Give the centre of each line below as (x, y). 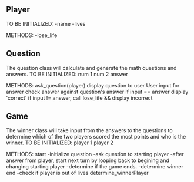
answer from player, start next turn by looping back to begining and (88, 160)
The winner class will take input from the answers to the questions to (89, 130)
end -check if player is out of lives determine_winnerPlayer (77, 173)
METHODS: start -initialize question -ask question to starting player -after (95, 154)
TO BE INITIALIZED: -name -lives (46, 23)
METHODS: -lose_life (32, 35)
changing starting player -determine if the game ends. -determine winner (95, 167)
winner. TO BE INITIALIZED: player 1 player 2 (60, 143)
